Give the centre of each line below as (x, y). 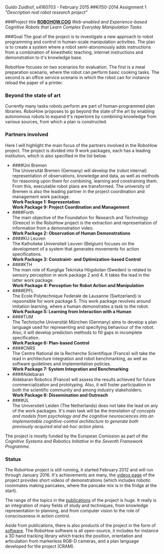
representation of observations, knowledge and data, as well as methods (85, 175)
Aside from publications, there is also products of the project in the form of (81, 525)
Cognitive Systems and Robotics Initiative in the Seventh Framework (74, 441)
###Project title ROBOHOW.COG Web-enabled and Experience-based (76, 22)
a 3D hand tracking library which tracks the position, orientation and (74, 536)
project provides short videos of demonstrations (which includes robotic (78, 480)
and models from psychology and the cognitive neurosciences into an (83, 416)
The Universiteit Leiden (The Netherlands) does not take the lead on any (85, 406)
